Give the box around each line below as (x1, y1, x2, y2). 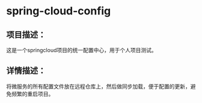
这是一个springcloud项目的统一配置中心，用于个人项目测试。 (6, 47, 158, 53)
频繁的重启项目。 (11, 90, 54, 97)
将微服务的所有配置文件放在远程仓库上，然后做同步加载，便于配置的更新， (6, 83, 191, 90)
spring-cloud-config (6, 4, 111, 18)
